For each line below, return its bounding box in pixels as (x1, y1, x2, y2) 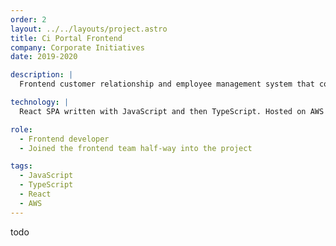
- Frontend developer (19, 134, 110, 144)
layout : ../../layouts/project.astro (10, 24, 168, 34)
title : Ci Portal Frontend (10, 33, 123, 43)
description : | (10, 70, 74, 80)
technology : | (10, 97, 70, 107)
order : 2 (10, 14, 47, 25)
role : (10, 124, 33, 135)
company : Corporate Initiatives (10, 42, 145, 53)
